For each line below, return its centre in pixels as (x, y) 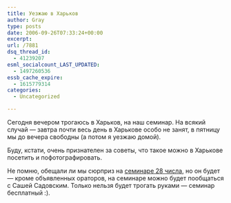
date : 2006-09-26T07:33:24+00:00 (55, 33)
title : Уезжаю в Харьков (43, 13)
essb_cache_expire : (35, 77)
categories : (24, 90)
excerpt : (20, 39)
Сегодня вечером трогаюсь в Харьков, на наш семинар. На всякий (107, 122)
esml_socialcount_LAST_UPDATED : (53, 65)
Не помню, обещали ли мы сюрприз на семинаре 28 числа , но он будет (114, 171)
